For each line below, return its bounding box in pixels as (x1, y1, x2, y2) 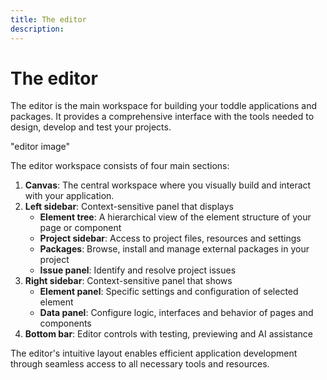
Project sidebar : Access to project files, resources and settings (39, 232, 302, 245)
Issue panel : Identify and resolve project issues (39, 264, 237, 276)
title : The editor (10, 14, 87, 25)
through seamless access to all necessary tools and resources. (10, 358, 270, 370)
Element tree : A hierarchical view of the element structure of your (39, 211, 312, 223)
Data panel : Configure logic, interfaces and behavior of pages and (39, 307, 314, 319)
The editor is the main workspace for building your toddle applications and (10, 100, 317, 112)
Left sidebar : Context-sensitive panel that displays (24, 201, 234, 213)
